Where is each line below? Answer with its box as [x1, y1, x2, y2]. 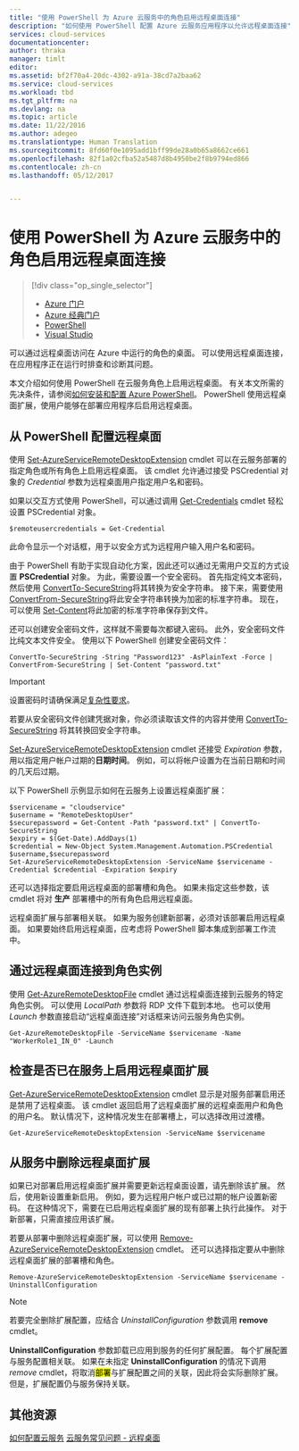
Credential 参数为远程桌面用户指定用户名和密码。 [26, 477, 209, 487]
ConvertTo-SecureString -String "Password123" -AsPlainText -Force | [9, 653, 274, 662]
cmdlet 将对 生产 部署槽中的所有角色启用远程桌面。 [9, 894, 198, 904]
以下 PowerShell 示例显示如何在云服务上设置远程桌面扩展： [9, 785, 228, 796]
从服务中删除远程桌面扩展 [9, 1155, 150, 1171]
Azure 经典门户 [44, 310, 101, 321]
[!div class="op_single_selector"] [30, 280, 154, 291]
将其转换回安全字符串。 [59, 725, 145, 735]
